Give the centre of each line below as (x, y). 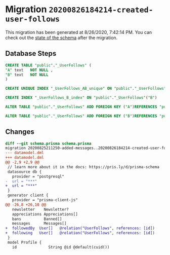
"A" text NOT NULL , (29, 70)
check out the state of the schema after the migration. (61, 38)
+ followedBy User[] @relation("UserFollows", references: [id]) (80, 228)
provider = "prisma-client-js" (45, 200)
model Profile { (25, 242)
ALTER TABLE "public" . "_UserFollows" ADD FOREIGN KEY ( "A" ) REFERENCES (81, 107)
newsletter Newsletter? (40, 209)
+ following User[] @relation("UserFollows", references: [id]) (80, 233)
